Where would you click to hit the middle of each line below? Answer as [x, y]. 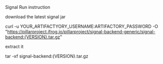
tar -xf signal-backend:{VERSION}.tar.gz [47, 56]
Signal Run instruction [28, 7]
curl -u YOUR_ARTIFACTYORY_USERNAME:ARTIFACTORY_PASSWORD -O [82, 26]
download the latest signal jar [35, 17]
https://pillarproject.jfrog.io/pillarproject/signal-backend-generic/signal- [81, 32]
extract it [14, 46]
